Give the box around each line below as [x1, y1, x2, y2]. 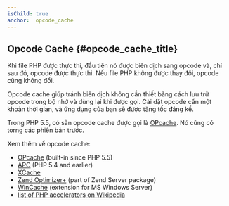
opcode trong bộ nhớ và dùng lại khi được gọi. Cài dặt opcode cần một [7, 98, 212, 106]
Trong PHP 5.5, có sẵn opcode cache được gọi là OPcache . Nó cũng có [7, 119, 214, 127]
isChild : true [7, 10, 49, 18]
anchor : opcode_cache [7, 17, 74, 24]
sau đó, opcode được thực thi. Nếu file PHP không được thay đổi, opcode [7, 69, 219, 77]
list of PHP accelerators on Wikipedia [17, 191, 125, 199]
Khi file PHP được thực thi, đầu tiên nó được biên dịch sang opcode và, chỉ [7, 61, 223, 70]
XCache [17, 168, 41, 176]
